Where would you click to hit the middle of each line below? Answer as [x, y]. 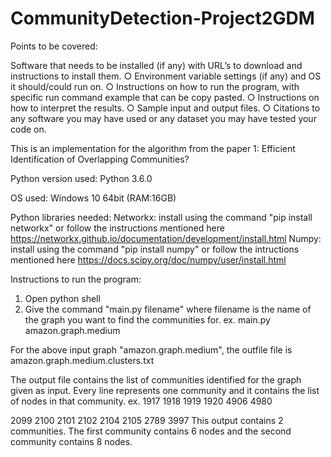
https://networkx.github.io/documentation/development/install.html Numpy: [166, 238]
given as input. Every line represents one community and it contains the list [165, 390]
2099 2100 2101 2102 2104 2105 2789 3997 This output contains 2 [147, 420]
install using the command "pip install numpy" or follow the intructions [155, 249]
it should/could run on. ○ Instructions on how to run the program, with [155, 86]
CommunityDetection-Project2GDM [162, 18]
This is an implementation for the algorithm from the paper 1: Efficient [153, 148]
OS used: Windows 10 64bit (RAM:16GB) [93, 198]
